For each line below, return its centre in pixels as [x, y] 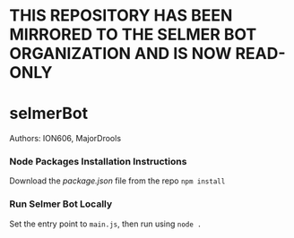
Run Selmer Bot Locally [61, 204]
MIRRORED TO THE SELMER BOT [133, 34]
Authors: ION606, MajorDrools [65, 139]
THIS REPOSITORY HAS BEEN [121, 16]
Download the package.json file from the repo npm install [117, 181]
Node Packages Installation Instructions [98, 162]
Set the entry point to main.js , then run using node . [105, 224]
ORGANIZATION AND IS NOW [121, 54]
